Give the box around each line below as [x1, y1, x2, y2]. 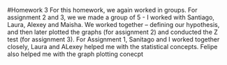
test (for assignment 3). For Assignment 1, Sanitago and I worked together [7, 35, 220, 44]
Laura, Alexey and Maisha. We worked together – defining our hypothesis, [7, 21, 220, 28]
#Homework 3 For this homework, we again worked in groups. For [7, 6, 198, 14]
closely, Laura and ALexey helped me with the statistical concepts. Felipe [7, 43, 218, 50]
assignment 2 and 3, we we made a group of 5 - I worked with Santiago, [7, 13, 215, 21]
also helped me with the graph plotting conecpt [7, 50, 144, 58]
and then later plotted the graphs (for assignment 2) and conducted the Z [7, 28, 219, 36]
